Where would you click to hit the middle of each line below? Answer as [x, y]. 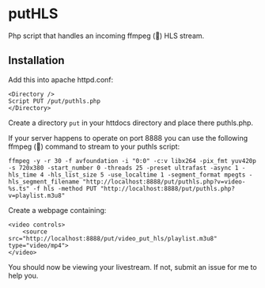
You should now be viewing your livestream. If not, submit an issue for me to [132, 267]
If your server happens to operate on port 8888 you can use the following [128, 138]
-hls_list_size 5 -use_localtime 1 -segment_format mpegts [146, 175]
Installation [36, 61]
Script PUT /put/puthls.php [55, 101]
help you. [23, 275]
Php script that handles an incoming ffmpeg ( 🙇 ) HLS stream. [106, 36]
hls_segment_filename [44, 182]
